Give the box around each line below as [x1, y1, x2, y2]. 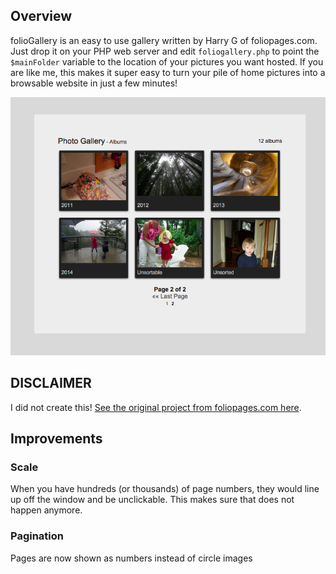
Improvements [10, 430, 103, 447]
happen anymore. [10, 504, 83, 516]
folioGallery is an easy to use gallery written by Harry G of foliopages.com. [10, 34, 318, 46]
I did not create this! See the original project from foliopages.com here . [10, 401, 302, 413]
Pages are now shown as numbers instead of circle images [10, 552, 253, 564]
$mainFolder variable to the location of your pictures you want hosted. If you [10, 55, 324, 68]
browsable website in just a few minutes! [10, 77, 178, 89]
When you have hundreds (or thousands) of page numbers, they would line [10, 483, 320, 495]
